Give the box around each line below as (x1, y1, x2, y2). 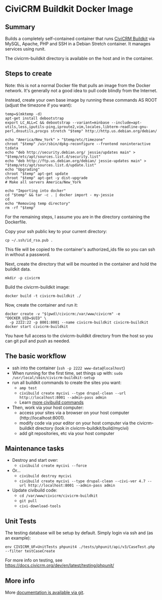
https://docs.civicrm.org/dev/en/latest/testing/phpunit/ (5, 563, 114, 568)
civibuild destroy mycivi (19, 473, 72, 479)
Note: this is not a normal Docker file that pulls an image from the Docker (5, 82, 151, 88)
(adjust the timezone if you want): (5, 102, 72, 108)
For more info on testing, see (5, 557, 63, 563)
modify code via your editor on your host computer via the (19, 420, 136, 426)
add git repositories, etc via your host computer (19, 430, 115, 436)
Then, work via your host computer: (12, 404, 84, 410)
